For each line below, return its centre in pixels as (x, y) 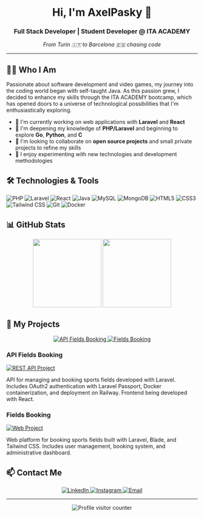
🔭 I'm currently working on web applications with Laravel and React (100, 122)
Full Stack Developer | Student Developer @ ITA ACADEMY (102, 32)
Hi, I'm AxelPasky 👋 (102, 12)
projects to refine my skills (48, 148)
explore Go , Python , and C (49, 135)
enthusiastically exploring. (39, 110)
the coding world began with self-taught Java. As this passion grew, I (93, 91)
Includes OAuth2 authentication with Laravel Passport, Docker (84, 386)
